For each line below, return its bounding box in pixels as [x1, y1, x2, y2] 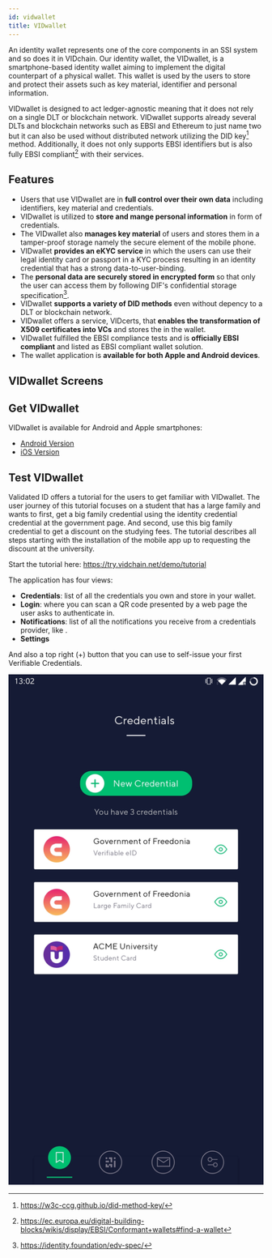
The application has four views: [8, 575, 113, 585]
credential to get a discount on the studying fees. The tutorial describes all [8, 527, 257, 536]
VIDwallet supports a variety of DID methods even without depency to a [19, 299, 263, 309]
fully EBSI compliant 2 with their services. [8, 148, 144, 159]
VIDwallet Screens [8, 373, 104, 388]
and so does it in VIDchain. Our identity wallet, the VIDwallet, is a [8, 53, 224, 63]
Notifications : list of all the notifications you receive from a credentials [19, 616, 257, 627]
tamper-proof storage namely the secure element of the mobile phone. [19, 237, 257, 247]
